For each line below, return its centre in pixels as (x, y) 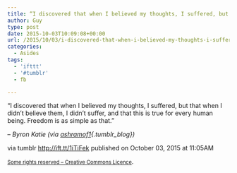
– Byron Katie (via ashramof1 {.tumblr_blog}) (71, 134)
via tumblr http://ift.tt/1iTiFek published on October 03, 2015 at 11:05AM (110, 148)
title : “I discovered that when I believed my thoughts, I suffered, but (118, 14)
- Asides (26, 54)
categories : (25, 47)
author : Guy (25, 20)
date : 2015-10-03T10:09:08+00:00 (56, 34)
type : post (23, 27)
